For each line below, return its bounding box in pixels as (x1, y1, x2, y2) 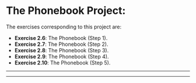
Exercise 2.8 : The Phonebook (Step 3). (14, 46, 109, 53)
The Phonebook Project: (6, 4, 126, 17)
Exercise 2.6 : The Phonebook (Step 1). (14, 34, 108, 41)
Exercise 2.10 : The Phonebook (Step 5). (14, 59, 111, 66)
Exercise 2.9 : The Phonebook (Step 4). (14, 53, 109, 60)
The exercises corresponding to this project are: (6, 23, 122, 30)
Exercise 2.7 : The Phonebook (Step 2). (14, 41, 108, 48)
